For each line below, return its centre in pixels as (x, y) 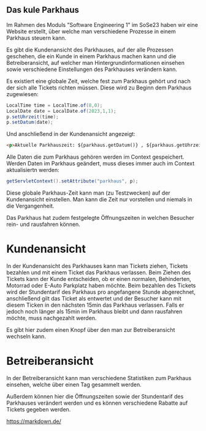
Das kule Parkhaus (43, 10)
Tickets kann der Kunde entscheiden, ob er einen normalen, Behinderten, (99, 279)
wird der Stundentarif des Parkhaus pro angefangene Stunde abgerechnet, (101, 292)
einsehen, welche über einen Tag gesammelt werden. (74, 384)
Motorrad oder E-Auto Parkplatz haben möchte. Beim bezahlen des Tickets (101, 285)
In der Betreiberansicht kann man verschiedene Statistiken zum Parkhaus (99, 378)
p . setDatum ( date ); (30, 122)
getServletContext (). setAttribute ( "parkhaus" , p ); (72, 181)
